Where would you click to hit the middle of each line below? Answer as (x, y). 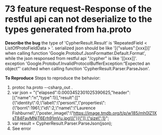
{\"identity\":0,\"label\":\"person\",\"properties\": (59, 103)
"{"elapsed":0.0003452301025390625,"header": (82, 92)
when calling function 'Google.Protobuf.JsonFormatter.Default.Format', (75, 53)
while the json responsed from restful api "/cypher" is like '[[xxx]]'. (71, 58)
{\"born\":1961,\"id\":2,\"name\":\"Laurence (54, 108)
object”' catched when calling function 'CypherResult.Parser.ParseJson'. (77, 68)
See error (22, 128)
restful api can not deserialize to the (79, 19)
